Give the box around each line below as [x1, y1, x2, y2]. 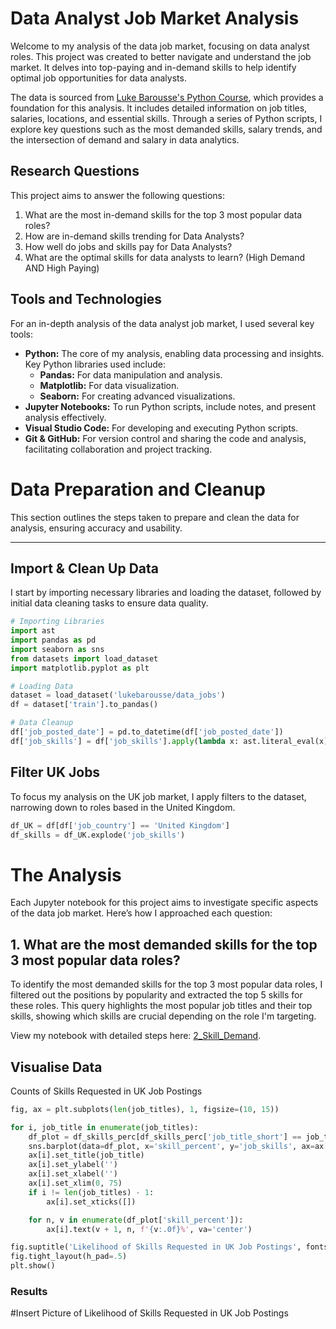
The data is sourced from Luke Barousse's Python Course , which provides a [10, 91, 324, 103]
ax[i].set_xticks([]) [46, 1197, 137, 1207]
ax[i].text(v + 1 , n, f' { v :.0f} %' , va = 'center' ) [46, 1224, 253, 1234]
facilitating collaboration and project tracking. [24, 443, 213, 455]
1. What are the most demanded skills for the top [10, 936, 318, 953]
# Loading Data [10, 681, 74, 691]
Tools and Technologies [10, 291, 163, 308]
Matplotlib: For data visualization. [39, 379, 180, 391]
